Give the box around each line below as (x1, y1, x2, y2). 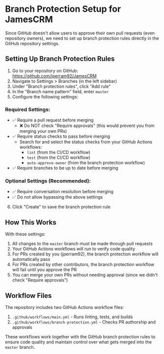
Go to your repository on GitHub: (12, 68, 78, 74)
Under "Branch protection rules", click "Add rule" (12, 83, 111, 89)
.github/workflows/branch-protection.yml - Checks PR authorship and (12, 319, 156, 325)
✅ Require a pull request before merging (12, 117, 94, 123)
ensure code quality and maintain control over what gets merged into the (5, 339, 152, 345)
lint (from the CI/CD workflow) (26, 150, 91, 155)
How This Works (5, 218, 57, 227)
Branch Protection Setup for (5, 3, 121, 15)
